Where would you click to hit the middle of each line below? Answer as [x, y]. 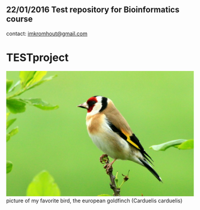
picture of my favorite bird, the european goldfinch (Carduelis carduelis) [94, 200]
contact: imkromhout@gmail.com [47, 33]
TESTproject [37, 58]
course [20, 19]
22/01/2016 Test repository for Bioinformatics [93, 10]
